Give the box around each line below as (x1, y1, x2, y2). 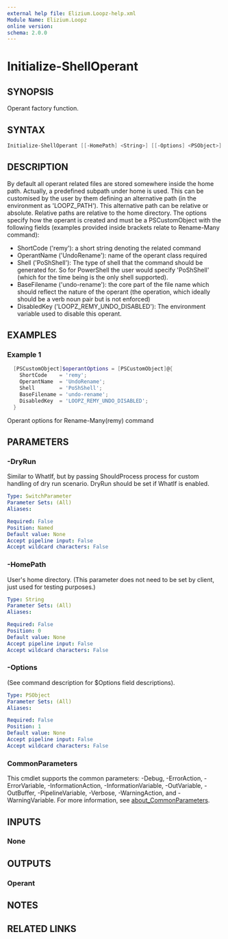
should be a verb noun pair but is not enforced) (16, 294, 151, 303)
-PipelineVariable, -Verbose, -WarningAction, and (37, 789, 177, 797)
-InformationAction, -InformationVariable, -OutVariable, (47, 782, 203, 790)
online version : (7, 23, 53, 30)
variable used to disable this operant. (16, 310, 122, 318)
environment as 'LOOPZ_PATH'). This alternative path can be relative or (7, 201, 209, 209)
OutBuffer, (7, 789, 36, 797)
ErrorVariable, (7, 782, 47, 790)
